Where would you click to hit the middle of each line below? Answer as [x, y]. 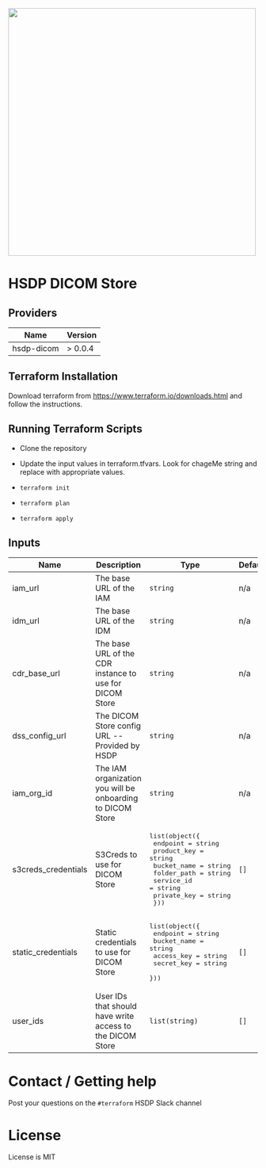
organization [118, 778]
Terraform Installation [63, 377]
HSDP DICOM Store [73, 284]
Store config [118, 726]
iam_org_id [32, 793]
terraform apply [46, 518]
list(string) [174, 1021]
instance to [116, 674]
